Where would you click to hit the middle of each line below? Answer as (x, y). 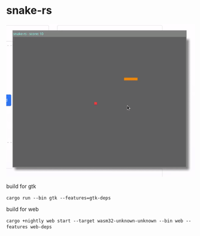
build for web (22, 209)
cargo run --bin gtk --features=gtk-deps (59, 198)
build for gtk (21, 186)
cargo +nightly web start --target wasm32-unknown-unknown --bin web (95, 221)
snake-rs (29, 11)
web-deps (41, 227)
